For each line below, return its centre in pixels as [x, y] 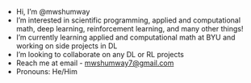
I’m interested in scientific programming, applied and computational [128, 20]
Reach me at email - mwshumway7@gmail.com [95, 63]
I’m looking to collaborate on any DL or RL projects [100, 54]
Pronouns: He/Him [47, 71]
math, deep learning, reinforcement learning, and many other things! [130, 29]
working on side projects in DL [67, 46]
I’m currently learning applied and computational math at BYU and [125, 37]
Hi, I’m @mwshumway [53, 12]
